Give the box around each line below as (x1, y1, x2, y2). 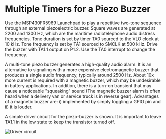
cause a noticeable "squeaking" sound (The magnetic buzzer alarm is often (5, 88, 161, 94)
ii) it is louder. (5, 104, 33, 110)
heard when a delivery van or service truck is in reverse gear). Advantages (5, 93, 159, 99)
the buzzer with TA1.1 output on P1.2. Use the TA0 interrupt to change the (5, 46, 156, 52)
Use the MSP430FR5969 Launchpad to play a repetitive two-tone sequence (5, 20, 161, 26)
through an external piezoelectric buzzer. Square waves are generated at (5, 25, 156, 31)
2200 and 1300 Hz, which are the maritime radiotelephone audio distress (5, 30, 155, 36)
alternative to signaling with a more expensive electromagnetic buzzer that (5, 66, 159, 73)
